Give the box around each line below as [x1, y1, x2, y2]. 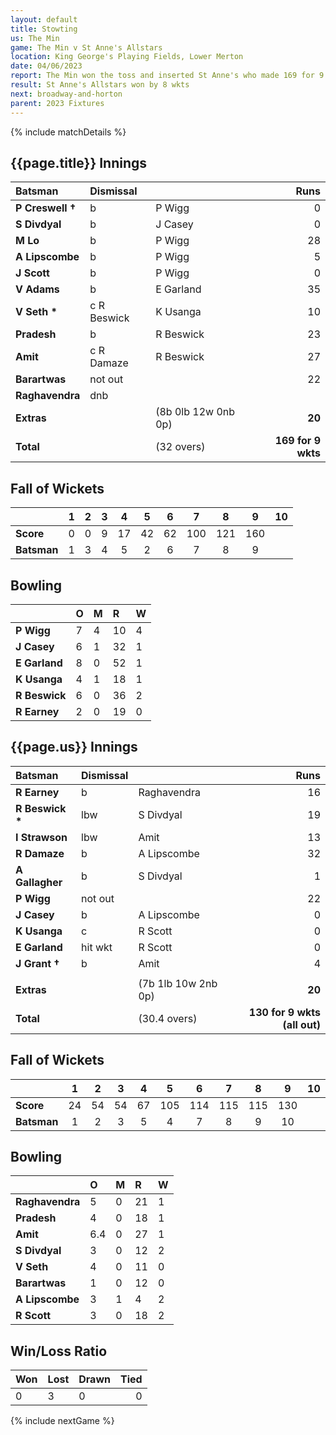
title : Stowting [10, 24, 78, 34]
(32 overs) [155, 440, 206, 454]
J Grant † [15, 956, 60, 970]
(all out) [282, 1017, 321, 1031]
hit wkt [81, 940, 113, 954]
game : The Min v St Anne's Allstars [10, 42, 163, 53]
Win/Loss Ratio [10, 1342, 108, 1360]
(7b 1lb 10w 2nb [138, 976, 218, 990]
